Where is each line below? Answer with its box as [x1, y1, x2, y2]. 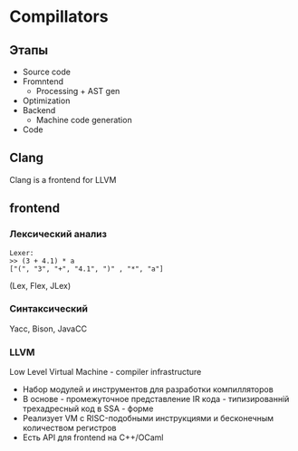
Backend [22, 105, 56, 115]
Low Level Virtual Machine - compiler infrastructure [9, 367, 202, 378]
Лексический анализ [9, 228, 107, 241]
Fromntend [22, 76, 64, 87]
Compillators [9, 6, 109, 27]
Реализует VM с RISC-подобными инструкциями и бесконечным [22, 413, 274, 424]
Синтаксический [9, 302, 89, 315]
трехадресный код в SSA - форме [22, 403, 154, 414]
